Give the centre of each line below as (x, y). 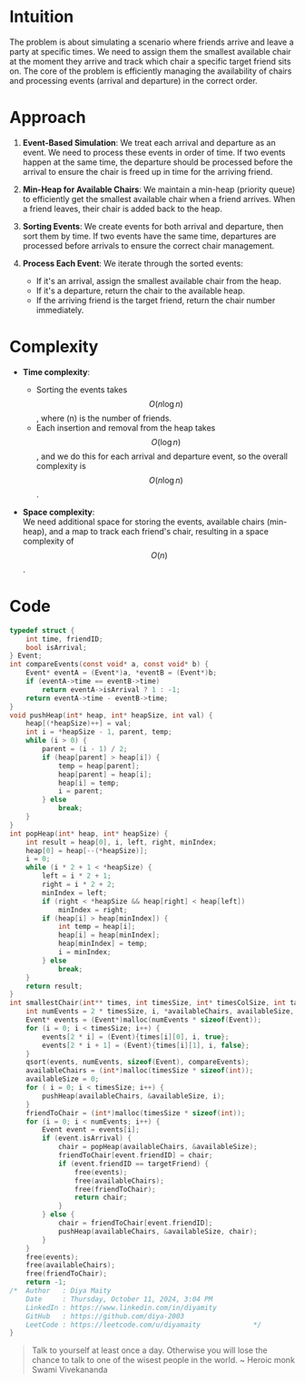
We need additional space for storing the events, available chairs (143, 522)
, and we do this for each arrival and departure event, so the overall (162, 456)
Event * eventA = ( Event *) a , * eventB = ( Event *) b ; (122, 673)
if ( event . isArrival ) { (87, 1139)
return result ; (54, 986)
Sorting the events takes (82, 390)
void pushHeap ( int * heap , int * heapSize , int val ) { (111, 715)
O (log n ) (166, 442)
